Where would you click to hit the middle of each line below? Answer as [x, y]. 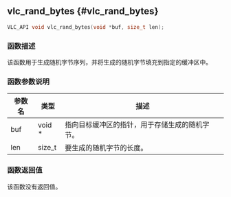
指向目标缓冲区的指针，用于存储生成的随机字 [137, 125]
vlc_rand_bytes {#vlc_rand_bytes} [83, 11]
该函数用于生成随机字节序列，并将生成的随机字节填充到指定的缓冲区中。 [109, 62]
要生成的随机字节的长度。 [106, 148]
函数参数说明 [29, 82]
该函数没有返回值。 [34, 186]
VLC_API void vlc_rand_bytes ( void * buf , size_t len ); [86, 27]
